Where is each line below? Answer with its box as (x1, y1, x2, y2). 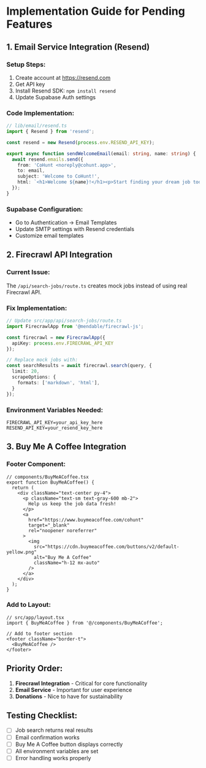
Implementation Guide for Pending (6, 4, 185, 18)
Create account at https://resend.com (15, 74, 111, 81)
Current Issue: (6, 268, 50, 276)
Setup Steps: (6, 60, 46, 69)
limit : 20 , (12, 368, 40, 374)
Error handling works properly (15, 754, 91, 761)
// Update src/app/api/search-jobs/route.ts (6, 317, 122, 324)
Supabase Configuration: (6, 205, 83, 213)
